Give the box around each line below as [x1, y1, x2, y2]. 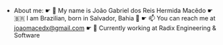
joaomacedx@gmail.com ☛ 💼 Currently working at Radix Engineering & [13, 24, 217, 32]
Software [13, 31, 40, 39]
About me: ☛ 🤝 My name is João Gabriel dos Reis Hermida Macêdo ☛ [13, 7, 213, 14]
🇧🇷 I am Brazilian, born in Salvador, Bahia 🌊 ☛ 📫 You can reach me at [13, 14, 216, 22]
